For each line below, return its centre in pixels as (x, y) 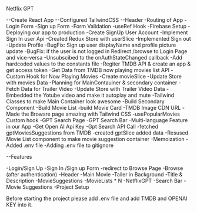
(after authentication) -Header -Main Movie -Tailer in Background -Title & (94, 174)
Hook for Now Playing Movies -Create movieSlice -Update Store (104, 76)
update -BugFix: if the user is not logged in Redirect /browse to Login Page (97, 51)
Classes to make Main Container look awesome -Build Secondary (85, 101)
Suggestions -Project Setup (56, 187)
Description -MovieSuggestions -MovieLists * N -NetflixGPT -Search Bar (94, 181)
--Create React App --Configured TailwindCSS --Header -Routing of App (95, 20)
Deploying (19, 32)
